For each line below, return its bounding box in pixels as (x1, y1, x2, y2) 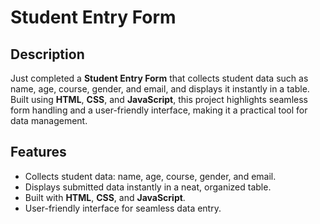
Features (10, 144, 67, 161)
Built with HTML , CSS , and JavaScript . (24, 191, 186, 203)
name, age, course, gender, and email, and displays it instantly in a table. (10, 83, 310, 95)
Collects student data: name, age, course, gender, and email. (24, 170, 277, 182)
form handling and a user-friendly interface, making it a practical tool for (10, 104, 308, 116)
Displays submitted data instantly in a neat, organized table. (24, 181, 272, 193)
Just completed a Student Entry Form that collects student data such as (10, 72, 309, 84)
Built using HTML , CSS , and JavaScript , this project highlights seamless (10, 94, 308, 105)
